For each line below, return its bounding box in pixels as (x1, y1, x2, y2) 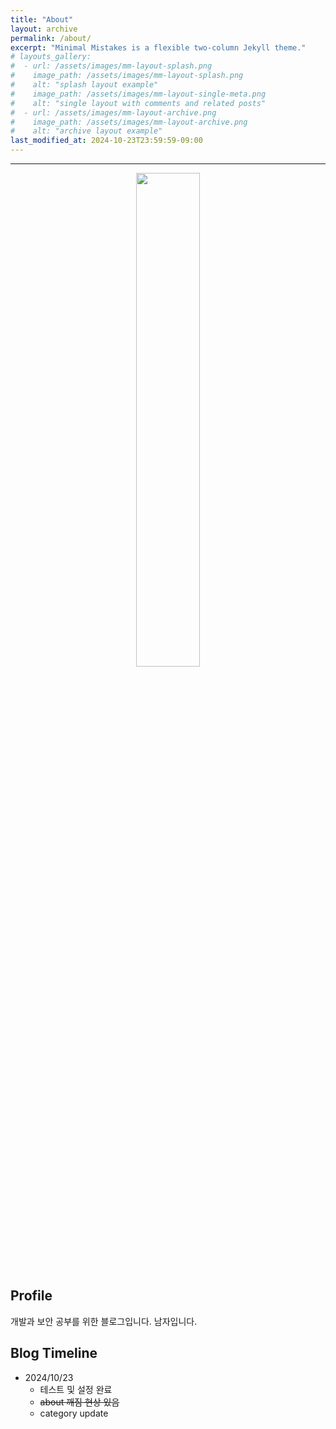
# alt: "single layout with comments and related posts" (10, 98, 267, 108)
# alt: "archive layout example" (10, 126, 163, 136)
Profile (10, 1287, 53, 1305)
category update (39, 1407, 109, 1419)
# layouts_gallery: (10, 52, 92, 62)
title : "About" (10, 14, 74, 25)
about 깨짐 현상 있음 (39, 1396, 120, 1408)
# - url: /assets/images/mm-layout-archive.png (10, 107, 217, 118)
